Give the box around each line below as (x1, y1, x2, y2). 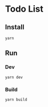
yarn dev (5, 75, 23, 80)
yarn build (5, 97, 27, 102)
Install (5, 23, 24, 31)
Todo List (5, 3, 44, 15)
